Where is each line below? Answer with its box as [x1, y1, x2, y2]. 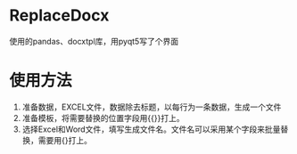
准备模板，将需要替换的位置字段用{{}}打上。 [21, 112, 185, 123]
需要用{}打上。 [37, 134, 92, 145]
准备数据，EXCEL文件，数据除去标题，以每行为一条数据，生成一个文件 [21, 101, 282, 112]
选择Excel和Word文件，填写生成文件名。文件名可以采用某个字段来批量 [21, 124, 281, 134]
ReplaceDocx [9, 5, 110, 26]
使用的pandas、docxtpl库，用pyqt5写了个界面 [9, 36, 179, 46]
